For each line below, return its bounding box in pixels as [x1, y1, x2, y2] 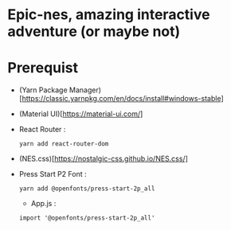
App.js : [30, 199, 57, 209]
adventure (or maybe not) [7, 22, 181, 41]
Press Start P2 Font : [18, 170, 87, 179]
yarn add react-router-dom [18, 140, 109, 148]
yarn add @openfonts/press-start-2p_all [18, 185, 155, 193]
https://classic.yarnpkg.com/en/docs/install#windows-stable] [22, 94, 224, 103]
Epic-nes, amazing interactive [7, 6, 210, 24]
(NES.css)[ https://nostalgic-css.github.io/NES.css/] [18, 154, 189, 164]
